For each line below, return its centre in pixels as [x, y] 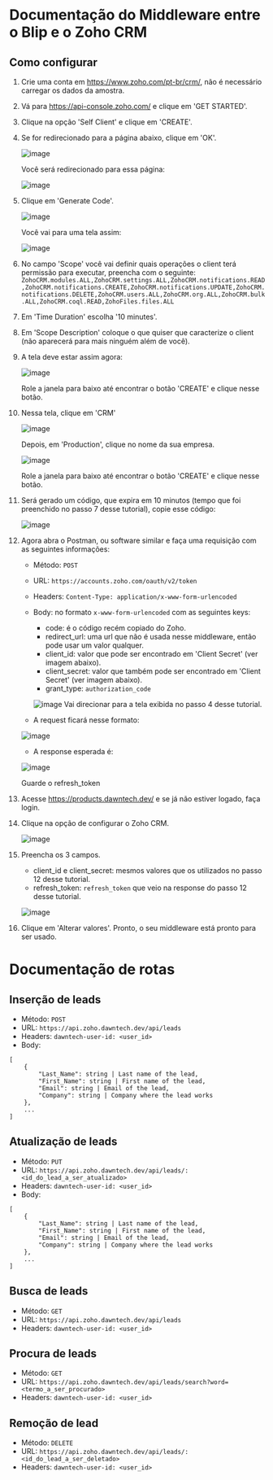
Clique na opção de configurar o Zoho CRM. [95, 823]
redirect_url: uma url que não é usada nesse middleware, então [151, 637]
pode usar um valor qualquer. [95, 645]
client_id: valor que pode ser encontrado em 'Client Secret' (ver [152, 654]
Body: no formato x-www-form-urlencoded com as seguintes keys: [142, 612]
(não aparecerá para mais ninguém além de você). [105, 341]
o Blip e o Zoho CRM [78, 32]
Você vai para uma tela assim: [71, 232]
